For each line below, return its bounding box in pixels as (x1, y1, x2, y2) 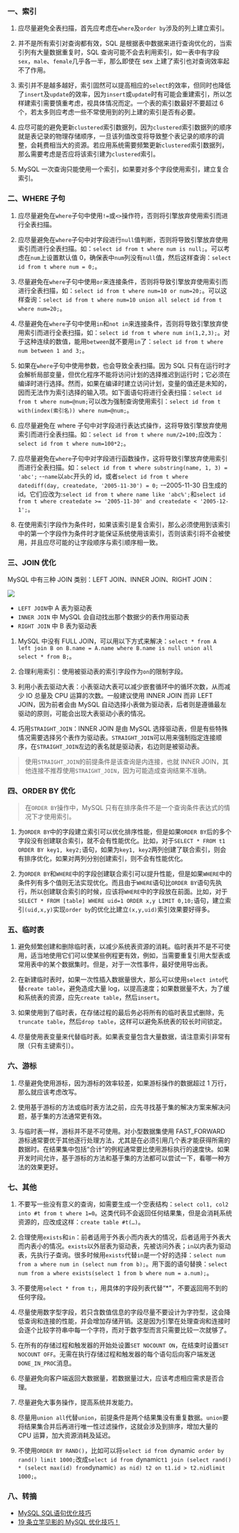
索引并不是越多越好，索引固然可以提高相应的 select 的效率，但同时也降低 (17, 81, 231, 90)
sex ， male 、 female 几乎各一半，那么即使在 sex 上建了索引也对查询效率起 (17, 57, 230, 66)
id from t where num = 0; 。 (17, 262, 101, 271)
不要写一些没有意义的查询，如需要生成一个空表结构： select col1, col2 (17, 1200, 229, 1209)
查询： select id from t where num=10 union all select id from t (24, 295, 223, 304)
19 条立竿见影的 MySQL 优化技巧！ (17, 1518, 121, 1527)
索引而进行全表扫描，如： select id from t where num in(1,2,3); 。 (24, 328, 224, 336)
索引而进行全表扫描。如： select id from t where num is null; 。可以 (17, 244, 224, 253)
